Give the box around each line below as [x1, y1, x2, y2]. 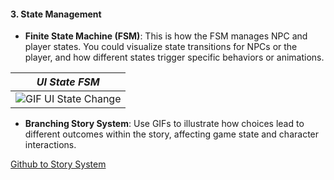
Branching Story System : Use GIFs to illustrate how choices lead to [24, 118, 305, 130]
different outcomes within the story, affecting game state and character [24, 128, 320, 140]
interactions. [24, 139, 77, 151]
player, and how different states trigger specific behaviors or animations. [24, 51, 325, 64]
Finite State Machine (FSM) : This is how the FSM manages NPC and [24, 30, 308, 42]
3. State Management [10, 8, 102, 20]
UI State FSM [36, 75, 100, 89]
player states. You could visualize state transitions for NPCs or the [24, 41, 298, 53]
